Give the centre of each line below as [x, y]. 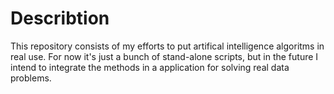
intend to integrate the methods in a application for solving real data [150, 67]
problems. [31, 78]
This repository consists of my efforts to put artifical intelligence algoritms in [167, 46]
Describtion [60, 18]
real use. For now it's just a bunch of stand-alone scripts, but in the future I [164, 56]
